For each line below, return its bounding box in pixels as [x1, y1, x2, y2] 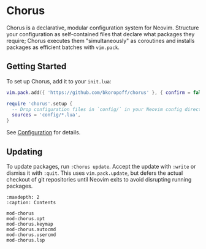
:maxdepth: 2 [6, 194, 40, 200]
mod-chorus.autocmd [6, 226, 56, 232]
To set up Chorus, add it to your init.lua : [6, 77, 112, 85]
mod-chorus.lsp [6, 237, 45, 243]
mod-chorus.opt [6, 215, 45, 221]
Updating [6, 147, 43, 157]
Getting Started [6, 61, 67, 72]
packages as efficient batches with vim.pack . [6, 44, 120, 51]
